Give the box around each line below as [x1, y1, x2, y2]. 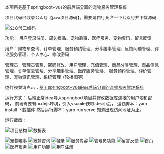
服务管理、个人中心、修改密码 [9, 51, 69, 57]
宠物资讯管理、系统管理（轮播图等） [13, 74, 86, 80]
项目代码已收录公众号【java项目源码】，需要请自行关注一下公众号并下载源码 [5, 15, 157, 20]
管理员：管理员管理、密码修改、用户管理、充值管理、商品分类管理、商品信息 [5, 62, 159, 68]
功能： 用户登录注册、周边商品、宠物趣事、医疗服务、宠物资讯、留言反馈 [5, 35, 152, 41]
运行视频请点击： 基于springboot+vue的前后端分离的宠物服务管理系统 [5, 85, 144, 90]
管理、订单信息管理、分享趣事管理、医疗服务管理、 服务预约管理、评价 [5, 68, 147, 74]
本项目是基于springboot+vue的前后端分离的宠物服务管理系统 [5, 4, 127, 10]
